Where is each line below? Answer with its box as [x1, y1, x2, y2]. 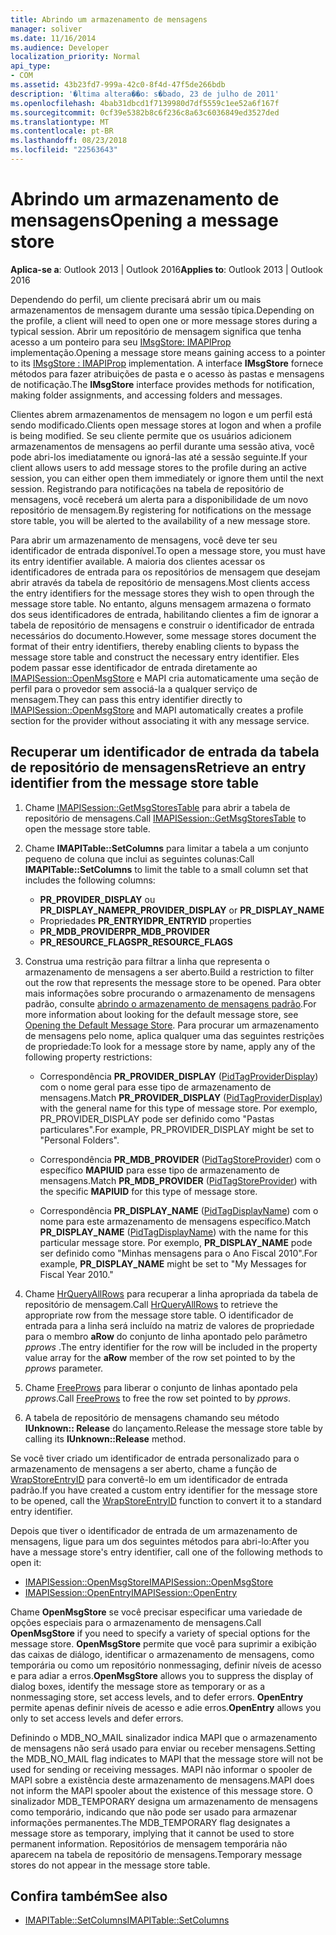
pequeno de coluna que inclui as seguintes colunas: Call [24, 852, 255, 865]
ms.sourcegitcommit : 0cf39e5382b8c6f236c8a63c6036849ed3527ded [10, 107, 280, 118]
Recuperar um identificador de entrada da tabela [10, 744, 320, 761]
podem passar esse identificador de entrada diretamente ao [10, 661, 258, 673]
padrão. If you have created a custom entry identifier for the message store [10, 1484, 318, 1496]
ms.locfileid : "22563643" [10, 145, 118, 155]
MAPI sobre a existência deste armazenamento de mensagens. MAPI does [10, 1774, 315, 1786]
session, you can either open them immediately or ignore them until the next [10, 472, 324, 484]
